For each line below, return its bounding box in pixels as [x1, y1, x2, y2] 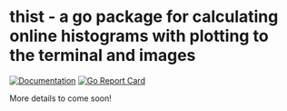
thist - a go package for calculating [9, 6, 279, 27]
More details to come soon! [9, 93, 112, 104]
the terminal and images [9, 45, 196, 66]
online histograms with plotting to [9, 25, 270, 46]
